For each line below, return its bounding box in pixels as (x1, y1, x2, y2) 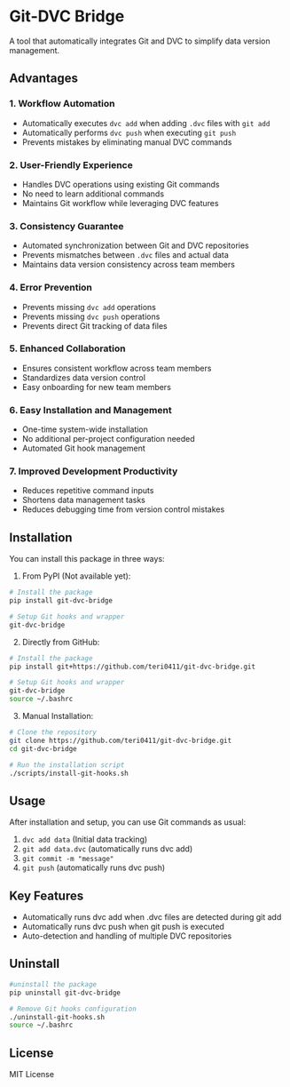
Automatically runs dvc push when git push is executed (21, 922, 224, 932)
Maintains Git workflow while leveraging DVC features (21, 197, 219, 208)
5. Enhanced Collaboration (9, 342, 126, 355)
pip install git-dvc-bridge (9, 596, 114, 605)
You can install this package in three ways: (9, 554, 166, 564)
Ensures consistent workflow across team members (21, 363, 212, 373)
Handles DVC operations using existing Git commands (21, 179, 220, 189)
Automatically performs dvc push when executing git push (21, 127, 237, 138)
